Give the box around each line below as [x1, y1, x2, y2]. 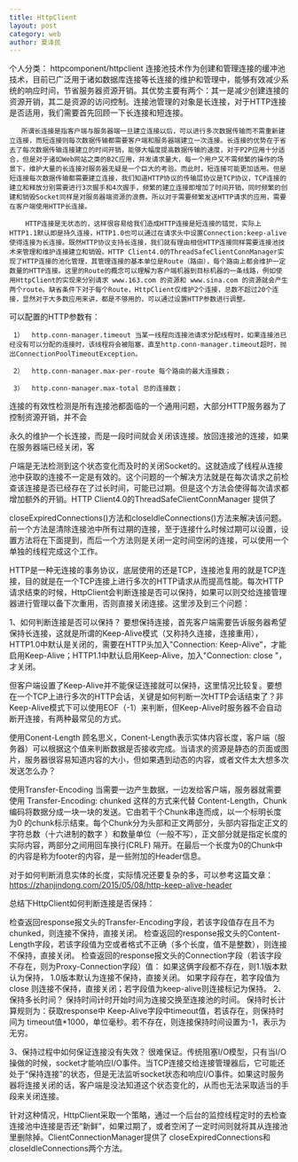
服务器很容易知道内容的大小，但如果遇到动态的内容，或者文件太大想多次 [24, 755, 289, 766]
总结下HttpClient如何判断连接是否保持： [9, 898, 155, 909]
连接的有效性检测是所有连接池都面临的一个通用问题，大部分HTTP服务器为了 [9, 401, 286, 412]
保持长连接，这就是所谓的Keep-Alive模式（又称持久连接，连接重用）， [9, 628, 263, 639]
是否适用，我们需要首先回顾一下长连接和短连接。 [9, 107, 188, 118]
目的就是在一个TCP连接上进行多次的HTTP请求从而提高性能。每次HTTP [24, 576, 284, 586]
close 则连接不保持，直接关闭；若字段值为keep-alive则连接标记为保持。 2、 [9, 984, 286, 994]
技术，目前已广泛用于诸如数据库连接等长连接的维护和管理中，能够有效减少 [9, 75, 281, 85]
